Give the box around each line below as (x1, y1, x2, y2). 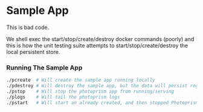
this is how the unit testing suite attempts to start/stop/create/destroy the (6, 42, 188, 49)
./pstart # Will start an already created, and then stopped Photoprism (6, 99, 199, 106)
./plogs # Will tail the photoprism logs (6, 94, 120, 100)
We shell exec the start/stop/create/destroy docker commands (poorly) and (6, 35, 195, 42)
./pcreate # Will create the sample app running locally (6, 77, 155, 84)
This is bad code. (6, 24, 50, 31)
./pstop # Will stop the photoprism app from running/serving (6, 88, 174, 94)
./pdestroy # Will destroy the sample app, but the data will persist (6, 83, 188, 89)
